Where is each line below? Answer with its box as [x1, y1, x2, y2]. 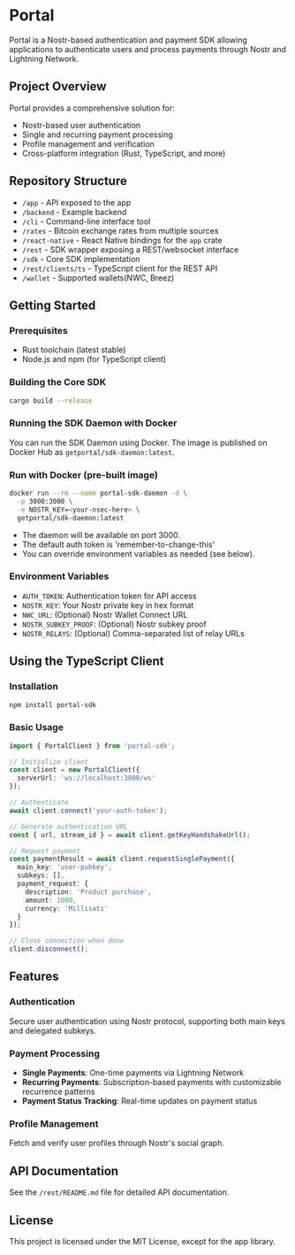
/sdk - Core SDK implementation [21, 253, 140, 264]
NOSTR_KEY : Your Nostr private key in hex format [21, 599, 194, 611]
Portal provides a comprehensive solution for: [9, 103, 175, 113]
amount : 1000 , [25, 896, 77, 905]
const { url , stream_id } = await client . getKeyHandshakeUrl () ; [9, 830, 251, 839]
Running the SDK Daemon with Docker [9, 417, 178, 429]
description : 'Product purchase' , [25, 887, 152, 897]
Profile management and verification [21, 138, 155, 149]
